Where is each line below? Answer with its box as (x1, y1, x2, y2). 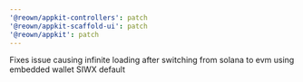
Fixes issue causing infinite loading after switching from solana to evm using (9, 55, 295, 66)
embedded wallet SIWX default (9, 64, 125, 75)
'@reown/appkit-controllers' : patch (9, 13, 148, 23)
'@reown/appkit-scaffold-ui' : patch (9, 22, 148, 31)
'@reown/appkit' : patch (9, 30, 100, 39)
